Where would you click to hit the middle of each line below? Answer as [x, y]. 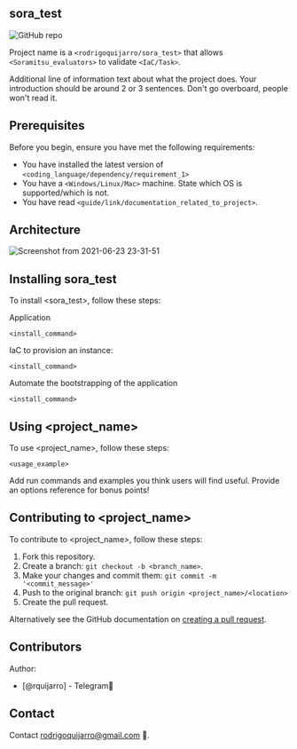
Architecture [45, 230]
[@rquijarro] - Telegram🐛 [67, 685]
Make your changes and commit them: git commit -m [119, 575]
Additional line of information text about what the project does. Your [133, 79]
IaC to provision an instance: [61, 351]
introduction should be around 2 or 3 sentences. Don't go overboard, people [148, 88]
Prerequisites [47, 126]
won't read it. [33, 98]
